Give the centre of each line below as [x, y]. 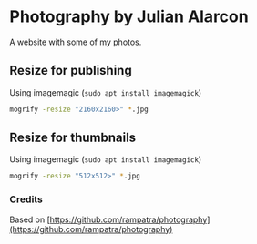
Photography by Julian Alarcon [129, 17]
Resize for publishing [71, 71]
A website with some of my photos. [76, 42]
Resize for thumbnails [73, 138]
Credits [26, 199]
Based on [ [30, 219]
